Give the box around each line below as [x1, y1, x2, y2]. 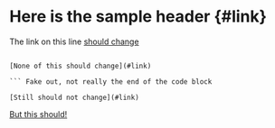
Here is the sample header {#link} [9, 6, 267, 27]
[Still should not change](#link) [9, 93, 140, 102]
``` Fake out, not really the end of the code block [9, 77, 213, 87]
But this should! [9, 108, 68, 119]
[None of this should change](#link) [9, 61, 152, 70]
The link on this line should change [9, 36, 139, 47]
